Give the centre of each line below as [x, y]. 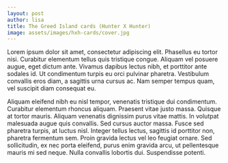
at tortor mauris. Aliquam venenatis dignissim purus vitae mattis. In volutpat [113, 116]
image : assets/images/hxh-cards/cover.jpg [68, 33]
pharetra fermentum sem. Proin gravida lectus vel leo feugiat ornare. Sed [110, 138]
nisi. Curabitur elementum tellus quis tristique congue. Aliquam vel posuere [113, 60]
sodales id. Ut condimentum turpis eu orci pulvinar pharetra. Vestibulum [108, 74]
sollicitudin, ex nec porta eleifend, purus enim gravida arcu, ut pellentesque [113, 145]
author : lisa [26, 20]
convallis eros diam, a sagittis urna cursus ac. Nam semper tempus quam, [111, 81]
